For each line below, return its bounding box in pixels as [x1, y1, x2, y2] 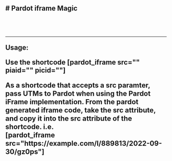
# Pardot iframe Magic [5, 4, 78, 13]
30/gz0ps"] [5, 147, 45, 156]
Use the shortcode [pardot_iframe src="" [5, 58, 140, 66]
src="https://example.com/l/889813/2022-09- [5, 139, 162, 148]
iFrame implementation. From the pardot [5, 97, 139, 106]
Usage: [5, 43, 29, 52]
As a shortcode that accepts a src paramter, [5, 81, 150, 90]
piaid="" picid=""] [5, 66, 66, 75]
